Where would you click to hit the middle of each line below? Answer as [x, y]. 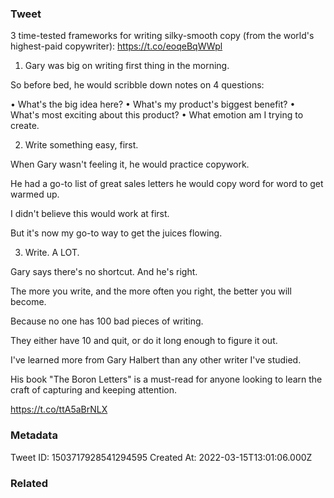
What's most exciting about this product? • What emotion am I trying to [157, 115]
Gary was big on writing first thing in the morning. [127, 66]
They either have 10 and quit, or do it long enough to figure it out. [144, 341]
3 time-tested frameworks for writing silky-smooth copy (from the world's [162, 36]
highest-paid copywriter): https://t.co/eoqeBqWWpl [116, 46]
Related [29, 483]
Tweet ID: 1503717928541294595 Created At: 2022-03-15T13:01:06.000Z [161, 457]
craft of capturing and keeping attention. [93, 390]
